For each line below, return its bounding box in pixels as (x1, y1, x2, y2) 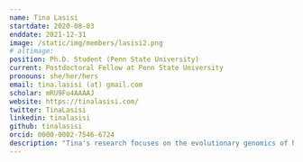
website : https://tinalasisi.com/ (9, 96, 140, 106)
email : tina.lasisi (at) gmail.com (9, 80, 143, 89)
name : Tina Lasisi (9, 13, 78, 22)
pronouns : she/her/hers (9, 72, 99, 81)
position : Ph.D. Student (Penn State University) (9, 55, 200, 64)
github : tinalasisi (9, 122, 83, 131)
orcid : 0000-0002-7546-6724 (9, 130, 115, 139)
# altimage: (9, 47, 54, 56)
